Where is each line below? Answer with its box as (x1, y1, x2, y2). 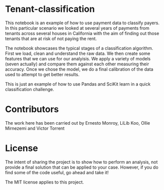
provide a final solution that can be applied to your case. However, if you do (5, 164, 159, 170)
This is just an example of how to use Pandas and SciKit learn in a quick (5, 81, 151, 87)
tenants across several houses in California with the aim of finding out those (5, 30, 159, 36)
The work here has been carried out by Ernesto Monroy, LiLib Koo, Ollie (5, 120, 150, 126)
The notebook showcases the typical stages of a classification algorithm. (5, 45, 154, 51)
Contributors (5, 104, 59, 115)
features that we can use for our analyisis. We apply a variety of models (5, 55, 151, 61)
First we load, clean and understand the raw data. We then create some (5, 50, 150, 56)
